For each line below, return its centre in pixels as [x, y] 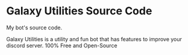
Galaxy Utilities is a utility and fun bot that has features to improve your [94, 39]
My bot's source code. [34, 27]
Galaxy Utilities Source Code [79, 11]
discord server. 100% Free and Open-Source [62, 45]
